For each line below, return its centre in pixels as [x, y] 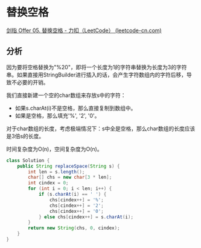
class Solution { [28, 160]
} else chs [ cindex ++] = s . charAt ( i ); [86, 217]
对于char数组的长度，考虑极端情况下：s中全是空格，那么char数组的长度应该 [101, 129]
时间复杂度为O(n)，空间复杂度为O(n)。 [54, 149]
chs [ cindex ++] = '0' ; [76, 211]
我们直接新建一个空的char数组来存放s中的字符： [66, 95]
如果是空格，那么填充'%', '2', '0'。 [57, 115]
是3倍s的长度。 [25, 136]
